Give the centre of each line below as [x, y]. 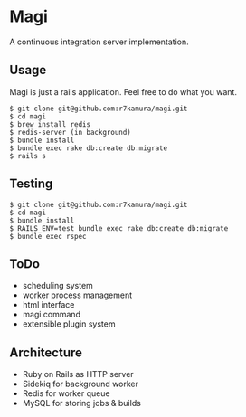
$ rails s [28, 156]
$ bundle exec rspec [48, 236]
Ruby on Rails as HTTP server [78, 374]
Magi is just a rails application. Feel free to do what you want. [123, 91]
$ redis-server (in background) [70, 132]
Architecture [46, 352]
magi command [52, 315]
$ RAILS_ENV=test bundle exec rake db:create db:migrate [119, 228]
